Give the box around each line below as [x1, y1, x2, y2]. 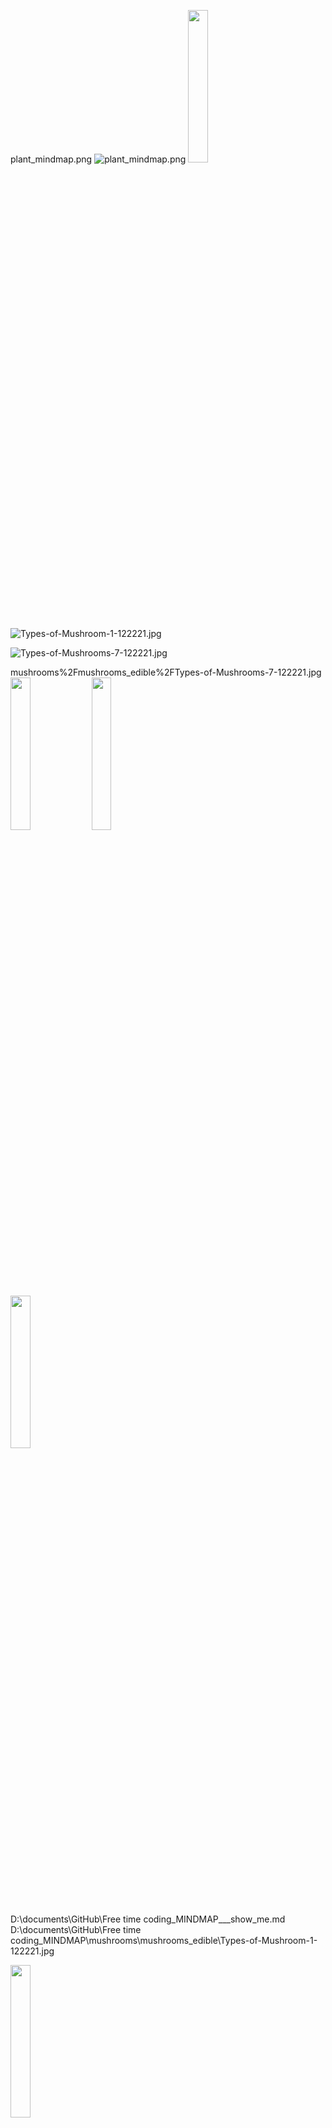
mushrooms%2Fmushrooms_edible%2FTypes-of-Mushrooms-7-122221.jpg [10, 666, 322, 678]
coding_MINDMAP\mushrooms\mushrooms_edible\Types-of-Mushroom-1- [10, 1935, 318, 1946]
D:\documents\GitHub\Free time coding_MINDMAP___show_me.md [10, 1913, 286, 1925]
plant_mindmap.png [10, 153, 93, 165]
